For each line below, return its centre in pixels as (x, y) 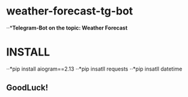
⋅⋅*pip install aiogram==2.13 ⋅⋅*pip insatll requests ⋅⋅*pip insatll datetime (94, 69)
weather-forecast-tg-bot (70, 11)
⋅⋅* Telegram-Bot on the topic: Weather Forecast (67, 28)
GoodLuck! (27, 88)
